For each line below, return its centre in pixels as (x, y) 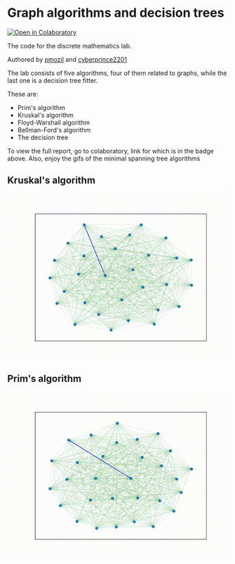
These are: (23, 94)
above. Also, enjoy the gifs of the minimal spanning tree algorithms (104, 158)
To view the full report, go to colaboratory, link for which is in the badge (110, 151)
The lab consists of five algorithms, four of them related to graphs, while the (117, 73)
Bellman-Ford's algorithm (54, 130)
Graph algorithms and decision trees (116, 13)
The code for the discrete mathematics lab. (69, 46)
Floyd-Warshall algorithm (54, 122)
